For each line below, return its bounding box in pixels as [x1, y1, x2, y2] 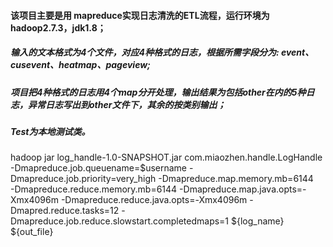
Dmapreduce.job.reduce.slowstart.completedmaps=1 [10, 215, 230, 227]
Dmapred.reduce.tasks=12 [10, 205, 120, 217]
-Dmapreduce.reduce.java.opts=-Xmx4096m [60, 194, 248, 206]
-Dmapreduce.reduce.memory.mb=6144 [10, 183, 178, 195]
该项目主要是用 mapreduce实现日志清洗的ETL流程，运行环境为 [10, 9, 270, 21]
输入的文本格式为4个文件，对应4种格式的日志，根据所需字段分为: [10, 46, 280, 59]
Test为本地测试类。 [10, 125, 91, 137]
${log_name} [231, 215, 285, 227]
